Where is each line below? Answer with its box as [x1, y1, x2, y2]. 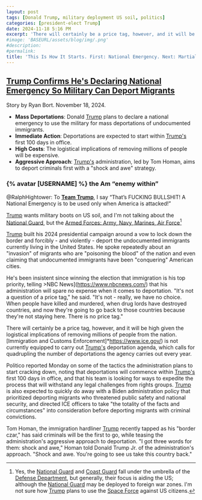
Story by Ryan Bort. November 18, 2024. [6, 101, 106, 109]
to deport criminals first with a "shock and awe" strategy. [14, 164, 156, 172]
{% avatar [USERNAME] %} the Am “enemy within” [6, 179, 159, 188]
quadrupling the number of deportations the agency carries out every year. [6, 350, 192, 357]
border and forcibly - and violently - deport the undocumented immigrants [6, 237, 191, 245]
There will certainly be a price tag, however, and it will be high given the [6, 324, 185, 332]
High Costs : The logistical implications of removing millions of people [14, 146, 188, 153]
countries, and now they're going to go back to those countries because [6, 306, 185, 314]
